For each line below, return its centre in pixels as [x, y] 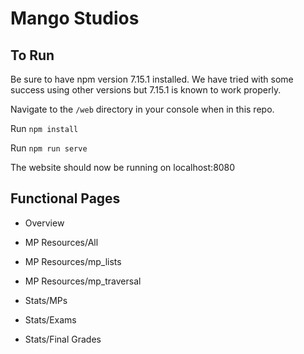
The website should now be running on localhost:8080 [123, 167]
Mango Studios [75, 18]
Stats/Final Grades [63, 339]
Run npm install [44, 128]
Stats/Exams [50, 319]
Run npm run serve [49, 148]
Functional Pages [65, 198]
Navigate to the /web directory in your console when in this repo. [142, 109]
